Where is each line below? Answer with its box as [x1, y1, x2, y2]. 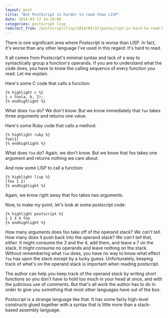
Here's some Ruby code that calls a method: [5, 123, 96, 129]
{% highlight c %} [5, 90, 43, 95]
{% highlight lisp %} [5, 175, 50, 180]
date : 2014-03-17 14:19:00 [5, 17, 61, 22]
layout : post [5, 7, 32, 13]
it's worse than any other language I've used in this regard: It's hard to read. [5, 45, 161, 51]
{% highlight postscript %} [5, 211, 64, 217]
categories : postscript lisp [5, 21, 66, 27]
